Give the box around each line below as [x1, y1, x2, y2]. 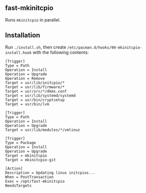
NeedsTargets [5, 183, 32, 188]
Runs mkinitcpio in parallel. [5, 17, 61, 23]
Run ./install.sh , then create [5, 44, 66, 50]
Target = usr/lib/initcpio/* [5, 80, 65, 85]
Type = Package [5, 140, 36, 145]
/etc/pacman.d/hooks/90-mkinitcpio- [67, 45, 143, 50]
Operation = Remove [5, 76, 45, 81]
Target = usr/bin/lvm [5, 101, 50, 107]
